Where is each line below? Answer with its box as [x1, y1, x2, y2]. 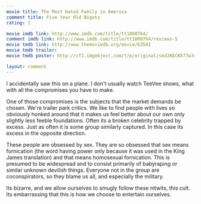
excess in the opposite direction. [6, 129, 87, 137]
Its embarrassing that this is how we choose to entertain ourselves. [6, 190, 172, 197]
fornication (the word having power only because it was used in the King [6, 147, 185, 154]
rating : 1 [6, 20, 31, 26]
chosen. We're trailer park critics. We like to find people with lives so [6, 104, 175, 111]
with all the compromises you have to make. [6, 86, 115, 93]
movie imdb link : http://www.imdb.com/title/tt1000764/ [6, 30, 148, 36]
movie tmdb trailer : [6, 47, 58, 54]
